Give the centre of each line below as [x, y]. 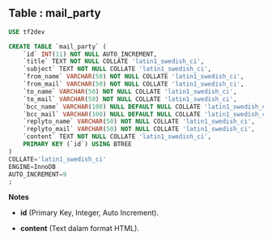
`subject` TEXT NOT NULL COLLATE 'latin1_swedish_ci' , [117, 69]
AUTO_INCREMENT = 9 [38, 174]
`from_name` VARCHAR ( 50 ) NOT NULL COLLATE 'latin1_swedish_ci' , [134, 77]
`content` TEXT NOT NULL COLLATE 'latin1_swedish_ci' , [117, 137]
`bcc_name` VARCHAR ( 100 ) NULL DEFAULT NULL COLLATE [112, 107]
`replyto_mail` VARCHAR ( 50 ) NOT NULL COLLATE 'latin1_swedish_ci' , [139, 129]
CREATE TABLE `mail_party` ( [57, 46]
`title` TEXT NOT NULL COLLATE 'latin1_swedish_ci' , [114, 61]
